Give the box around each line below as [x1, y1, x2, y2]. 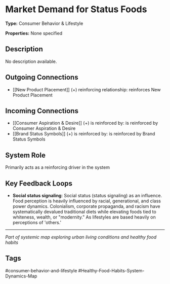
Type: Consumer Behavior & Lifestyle [5, 20, 83, 26]
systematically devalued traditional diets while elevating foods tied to [12, 209, 157, 215]
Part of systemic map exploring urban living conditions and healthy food [5, 234, 157, 240]
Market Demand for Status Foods [5, 4, 147, 15]
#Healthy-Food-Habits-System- [78, 267, 145, 273]
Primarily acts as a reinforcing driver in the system [5, 164, 110, 170]
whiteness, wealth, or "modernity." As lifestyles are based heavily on [12, 214, 156, 220]
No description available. [5, 58, 57, 64]
